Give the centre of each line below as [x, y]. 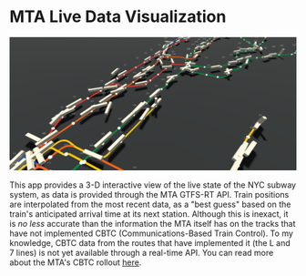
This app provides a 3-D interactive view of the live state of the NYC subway [153, 185]
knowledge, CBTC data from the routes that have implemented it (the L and [150, 243]
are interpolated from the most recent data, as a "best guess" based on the [150, 204]
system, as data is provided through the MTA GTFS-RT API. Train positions [149, 195]
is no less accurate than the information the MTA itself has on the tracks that [153, 224]
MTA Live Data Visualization [118, 17]
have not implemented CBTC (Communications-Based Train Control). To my [152, 233]
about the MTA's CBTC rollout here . [76, 262]
